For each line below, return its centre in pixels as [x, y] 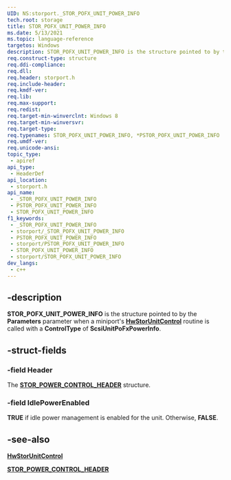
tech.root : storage [35, 20]
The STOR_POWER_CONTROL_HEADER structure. [79, 385]
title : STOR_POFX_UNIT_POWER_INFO [57, 26]
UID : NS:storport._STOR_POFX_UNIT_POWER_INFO [73, 13]
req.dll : [20, 71]
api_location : [27, 180]
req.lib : [20, 97]
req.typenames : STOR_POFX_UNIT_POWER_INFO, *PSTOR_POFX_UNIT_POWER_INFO [113, 135]
